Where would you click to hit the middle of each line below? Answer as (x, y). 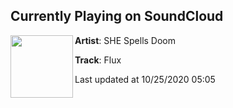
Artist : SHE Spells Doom (125, 40)
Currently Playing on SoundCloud (117, 16)
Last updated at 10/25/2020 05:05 (145, 79)
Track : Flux (98, 60)
